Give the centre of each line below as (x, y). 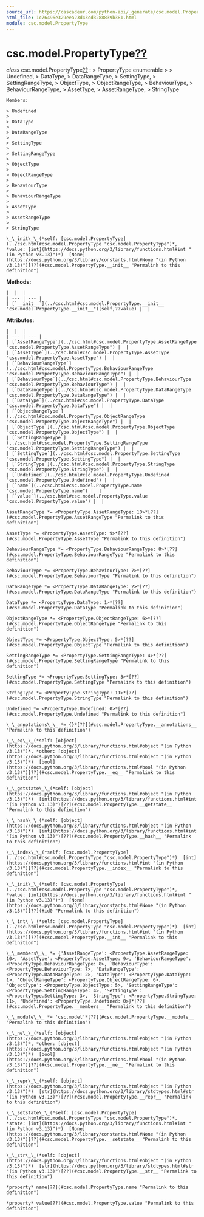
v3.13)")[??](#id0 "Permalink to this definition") (73, 911)
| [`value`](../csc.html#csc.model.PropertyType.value (77, 496)
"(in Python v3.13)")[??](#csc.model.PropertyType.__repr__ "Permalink (99, 1097)
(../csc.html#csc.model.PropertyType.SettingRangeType (77, 443)
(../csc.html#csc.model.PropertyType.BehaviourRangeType (80, 369)
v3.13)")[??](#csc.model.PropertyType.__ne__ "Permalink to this (90, 1065)
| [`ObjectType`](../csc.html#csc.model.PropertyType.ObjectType (90, 427)
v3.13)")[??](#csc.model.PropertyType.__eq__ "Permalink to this (90, 773)
